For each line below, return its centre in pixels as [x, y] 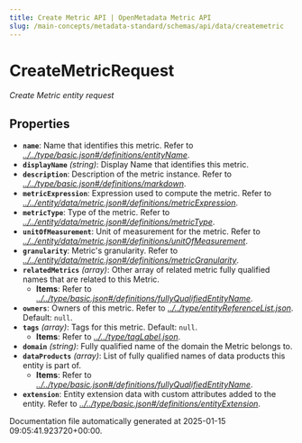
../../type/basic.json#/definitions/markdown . [104, 184]
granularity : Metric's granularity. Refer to [100, 251]
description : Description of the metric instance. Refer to [127, 174]
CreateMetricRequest [92, 71]
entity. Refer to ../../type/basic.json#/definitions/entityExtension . [142, 404]
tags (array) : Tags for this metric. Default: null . [110, 327]
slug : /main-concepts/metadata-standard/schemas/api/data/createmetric [146, 26]
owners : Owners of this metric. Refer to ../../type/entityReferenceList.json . [158, 308]
